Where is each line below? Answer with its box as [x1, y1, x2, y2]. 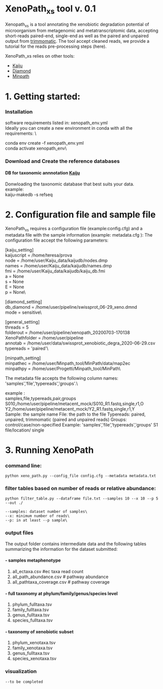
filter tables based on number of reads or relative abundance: [5, 485, 156, 492]
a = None [5, 273, 24, 279]
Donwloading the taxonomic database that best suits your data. [5, 181, 135, 187]
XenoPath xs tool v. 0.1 [5, 3, 96, 16]
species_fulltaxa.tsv [12, 617, 53, 623]
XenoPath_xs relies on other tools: [5, 53, 75, 59]
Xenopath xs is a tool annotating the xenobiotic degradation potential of [5, 21, 150, 28]
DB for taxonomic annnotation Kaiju [5, 170, 80, 176]
